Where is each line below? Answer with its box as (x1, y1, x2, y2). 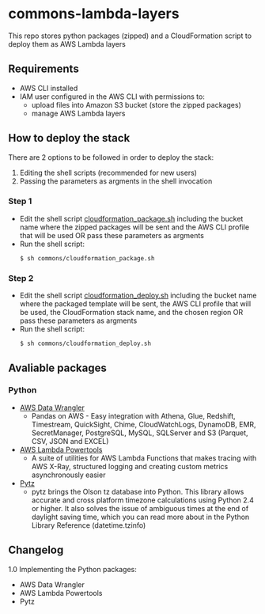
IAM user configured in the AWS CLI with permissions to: (19, 92, 206, 101)
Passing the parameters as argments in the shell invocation (19, 176, 213, 186)
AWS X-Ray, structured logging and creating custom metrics (31, 461, 229, 471)
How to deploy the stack (8, 131, 131, 145)
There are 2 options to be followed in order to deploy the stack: (8, 152, 214, 162)
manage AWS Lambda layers (31, 108, 126, 118)
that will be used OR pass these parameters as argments (19, 230, 204, 240)
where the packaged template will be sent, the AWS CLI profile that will (19, 299, 252, 309)
